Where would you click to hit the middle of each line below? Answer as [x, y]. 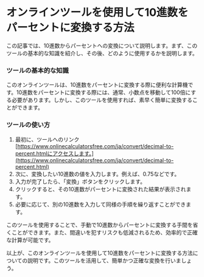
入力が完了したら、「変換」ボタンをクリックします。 [80, 181]
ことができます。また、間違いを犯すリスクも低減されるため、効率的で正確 [104, 232]
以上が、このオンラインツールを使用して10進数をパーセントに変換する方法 [100, 253]
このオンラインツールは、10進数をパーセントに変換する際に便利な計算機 [97, 85]
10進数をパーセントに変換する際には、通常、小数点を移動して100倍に [104, 92]
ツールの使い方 [28, 125]
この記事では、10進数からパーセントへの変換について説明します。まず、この [102, 46]
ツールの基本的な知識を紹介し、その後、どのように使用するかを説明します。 [102, 53]
